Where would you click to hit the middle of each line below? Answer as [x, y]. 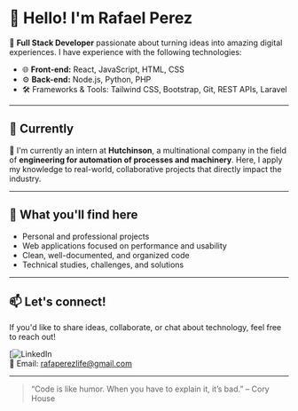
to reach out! [32, 337]
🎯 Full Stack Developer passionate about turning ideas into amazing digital [146, 43]
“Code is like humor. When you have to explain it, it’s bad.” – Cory [150, 389]
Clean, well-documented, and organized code [106, 255]
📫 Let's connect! [58, 301]
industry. [25, 178]
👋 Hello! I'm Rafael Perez [101, 18]
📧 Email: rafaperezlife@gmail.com [71, 364]
